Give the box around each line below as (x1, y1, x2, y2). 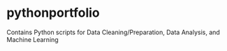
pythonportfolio (6, 5, 101, 21)
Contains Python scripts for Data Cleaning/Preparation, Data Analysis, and (6, 28, 221, 36)
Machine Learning (6, 35, 59, 43)
